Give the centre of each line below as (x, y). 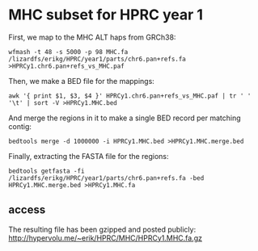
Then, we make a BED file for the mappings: (82, 81)
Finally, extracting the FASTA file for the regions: (89, 156)
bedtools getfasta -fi (47, 171)
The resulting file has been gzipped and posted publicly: (102, 229)
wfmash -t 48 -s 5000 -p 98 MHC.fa (68, 52)
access (27, 210)
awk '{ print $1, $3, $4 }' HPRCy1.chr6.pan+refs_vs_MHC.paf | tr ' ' (130, 96)
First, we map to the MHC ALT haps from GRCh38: (92, 37)
